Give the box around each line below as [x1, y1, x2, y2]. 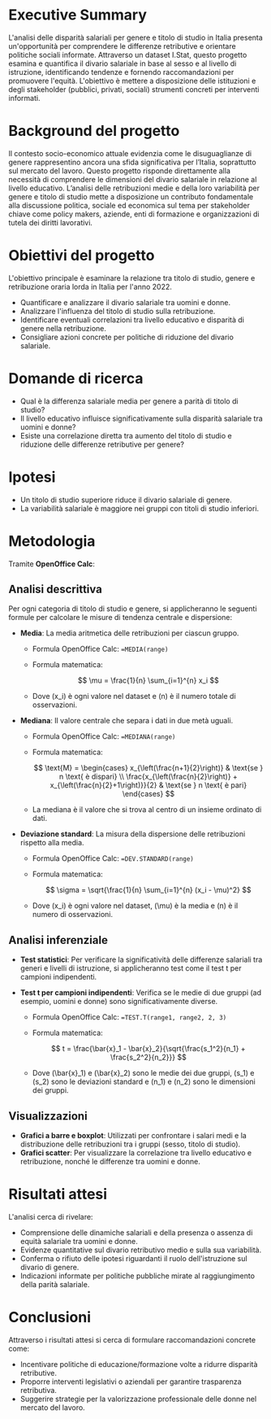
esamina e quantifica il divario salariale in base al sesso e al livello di [8, 59, 237, 68]
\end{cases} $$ [122, 789, 175, 799]
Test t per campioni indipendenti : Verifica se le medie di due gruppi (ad [19, 988, 262, 998]
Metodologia [8, 531, 96, 550]
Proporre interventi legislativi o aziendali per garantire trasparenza [19, 1377, 242, 1386]
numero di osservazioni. [32, 910, 114, 919]
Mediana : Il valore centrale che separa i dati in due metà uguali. [19, 716, 234, 726]
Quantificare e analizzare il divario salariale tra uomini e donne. [19, 297, 231, 307]
